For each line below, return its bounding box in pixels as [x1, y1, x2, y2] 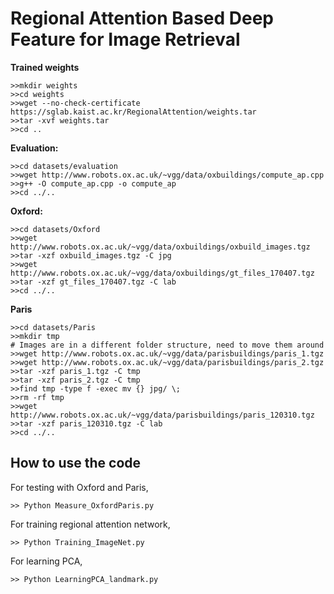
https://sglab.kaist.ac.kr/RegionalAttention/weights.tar [10, 107, 257, 117]
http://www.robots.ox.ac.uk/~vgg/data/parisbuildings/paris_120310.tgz [10, 410, 315, 420]
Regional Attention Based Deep [10, 7, 274, 30]
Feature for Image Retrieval [10, 28, 241, 51]
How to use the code [10, 455, 142, 472]
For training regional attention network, [10, 518, 171, 530]
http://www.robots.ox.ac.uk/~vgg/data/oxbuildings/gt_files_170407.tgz [10, 268, 315, 278]
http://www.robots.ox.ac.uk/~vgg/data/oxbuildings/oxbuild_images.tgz [10, 242, 311, 252]
